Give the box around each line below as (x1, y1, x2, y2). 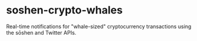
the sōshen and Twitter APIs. (6, 29, 77, 36)
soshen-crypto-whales (6, 4, 123, 17)
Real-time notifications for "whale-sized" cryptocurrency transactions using (6, 23, 192, 30)
